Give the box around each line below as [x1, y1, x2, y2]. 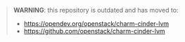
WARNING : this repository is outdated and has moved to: [13, 6, 179, 14]
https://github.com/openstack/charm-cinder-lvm [23, 27, 166, 35]
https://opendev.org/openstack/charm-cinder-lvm [23, 20, 170, 27]
